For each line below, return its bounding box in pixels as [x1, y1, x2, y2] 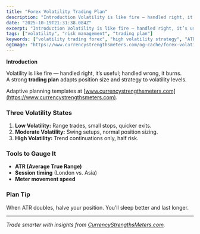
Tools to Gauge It [6, 150, 57, 158]
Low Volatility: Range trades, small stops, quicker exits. [14, 122, 152, 129]
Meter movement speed [14, 176, 76, 183]
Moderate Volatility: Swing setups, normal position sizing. [14, 128, 158, 135]
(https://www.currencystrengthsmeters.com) [6, 93, 116, 101]
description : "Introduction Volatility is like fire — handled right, [6, 14, 185, 20]
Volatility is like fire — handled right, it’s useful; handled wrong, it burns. [6, 69, 182, 77]
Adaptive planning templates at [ [6, 87, 86, 94]
